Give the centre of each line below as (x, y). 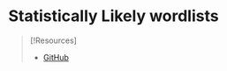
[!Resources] (53, 40)
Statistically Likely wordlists (113, 16)
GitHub (56, 57)
